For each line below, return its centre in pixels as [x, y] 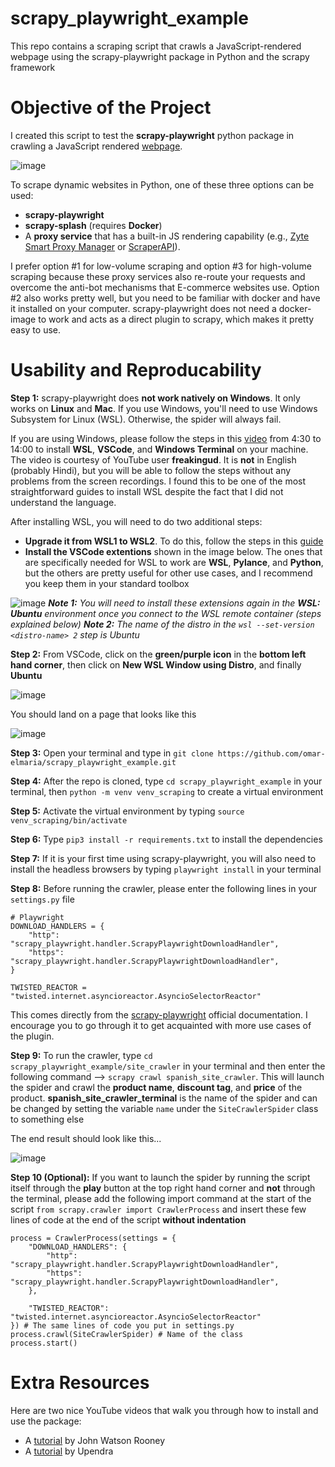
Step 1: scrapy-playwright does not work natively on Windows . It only [155, 398]
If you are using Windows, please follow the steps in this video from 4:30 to [166, 438]
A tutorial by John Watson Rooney [95, 1440]
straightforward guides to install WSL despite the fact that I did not [147, 491]
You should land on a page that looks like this [103, 714]
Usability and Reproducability [136, 370]
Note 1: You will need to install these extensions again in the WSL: [184, 603]
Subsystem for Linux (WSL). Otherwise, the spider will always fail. [146, 419]
